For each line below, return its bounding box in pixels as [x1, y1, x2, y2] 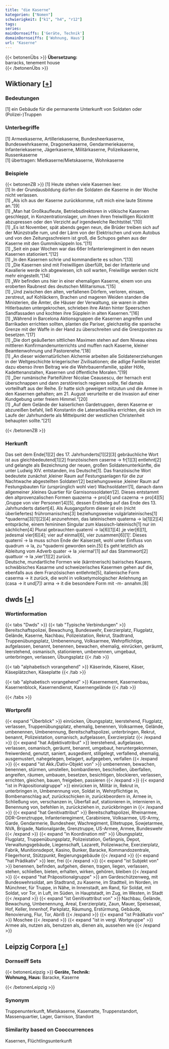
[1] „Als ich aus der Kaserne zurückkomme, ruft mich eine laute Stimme [5, 198, 153, 204]
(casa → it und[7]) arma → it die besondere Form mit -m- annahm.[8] [5, 580, 149, 586]
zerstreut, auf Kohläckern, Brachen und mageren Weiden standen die [5, 294, 149, 300]
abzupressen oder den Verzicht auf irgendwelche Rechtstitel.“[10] [5, 219, 142, 225]
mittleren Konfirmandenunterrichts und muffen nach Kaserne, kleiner [5, 342, 149, 349]
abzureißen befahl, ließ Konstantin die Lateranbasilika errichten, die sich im [5, 407, 161, 413]
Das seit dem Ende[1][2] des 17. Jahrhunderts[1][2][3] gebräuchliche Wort [5, 451, 159, 458]
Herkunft [5, 440, 28, 447]
